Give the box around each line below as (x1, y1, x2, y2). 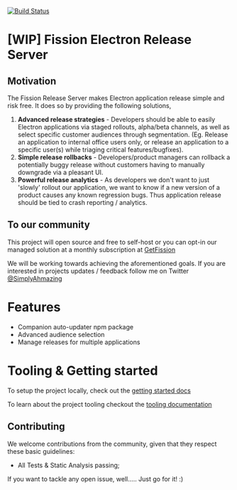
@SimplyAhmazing (7, 274, 62, 282)
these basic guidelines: (7, 447, 75, 455)
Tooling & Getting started (7, 363, 158, 378)
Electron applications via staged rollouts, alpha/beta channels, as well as (17, 123, 230, 131)
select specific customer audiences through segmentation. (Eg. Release (17, 130, 228, 139)
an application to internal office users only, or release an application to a (17, 138, 229, 146)
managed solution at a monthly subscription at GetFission (7, 245, 176, 254)
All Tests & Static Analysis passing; (17, 461, 120, 469)
